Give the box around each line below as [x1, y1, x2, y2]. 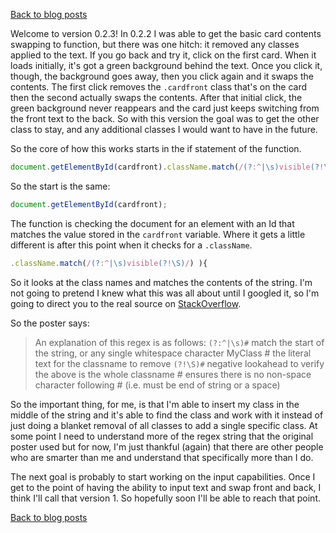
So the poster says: [10, 317, 90, 329]
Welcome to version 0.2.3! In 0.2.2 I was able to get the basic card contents [10, 28, 322, 39]
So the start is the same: [10, 180, 111, 192]
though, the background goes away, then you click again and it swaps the [10, 70, 314, 82]
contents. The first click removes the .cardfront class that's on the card [10, 81, 308, 93]
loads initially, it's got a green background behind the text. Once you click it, [10, 60, 323, 71]
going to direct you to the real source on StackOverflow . [10, 297, 242, 309]
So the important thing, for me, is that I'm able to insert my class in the [10, 398, 300, 410]
